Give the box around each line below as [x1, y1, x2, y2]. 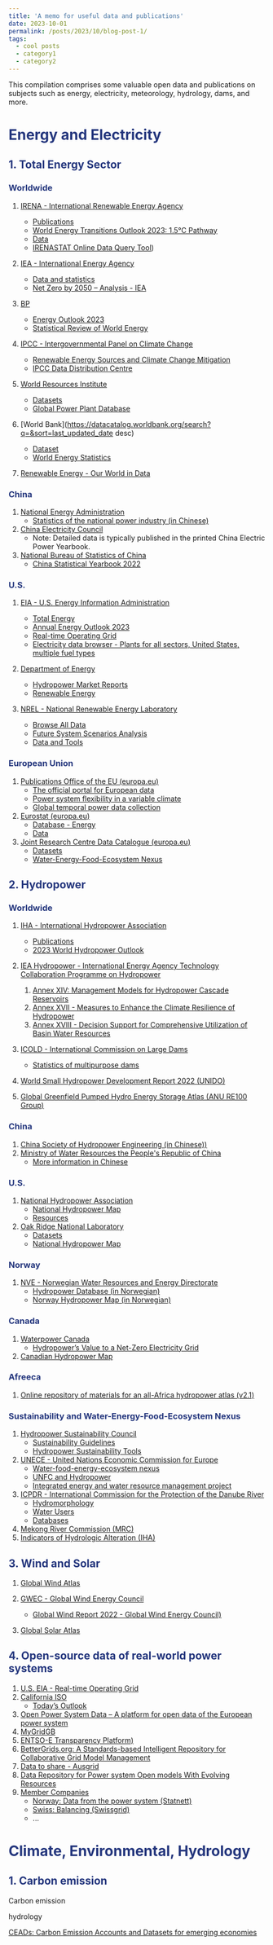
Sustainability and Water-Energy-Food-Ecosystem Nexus [8, 1410, 241, 1422]
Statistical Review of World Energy [32, 323, 148, 332]
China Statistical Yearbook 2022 [32, 559, 141, 569]
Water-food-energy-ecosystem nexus [32, 1463, 161, 1473]
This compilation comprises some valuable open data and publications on [8, 79, 256, 90]
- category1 [15, 50, 57, 58]
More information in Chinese [32, 1156, 129, 1166]
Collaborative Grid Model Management [20, 1753, 151, 1762]
